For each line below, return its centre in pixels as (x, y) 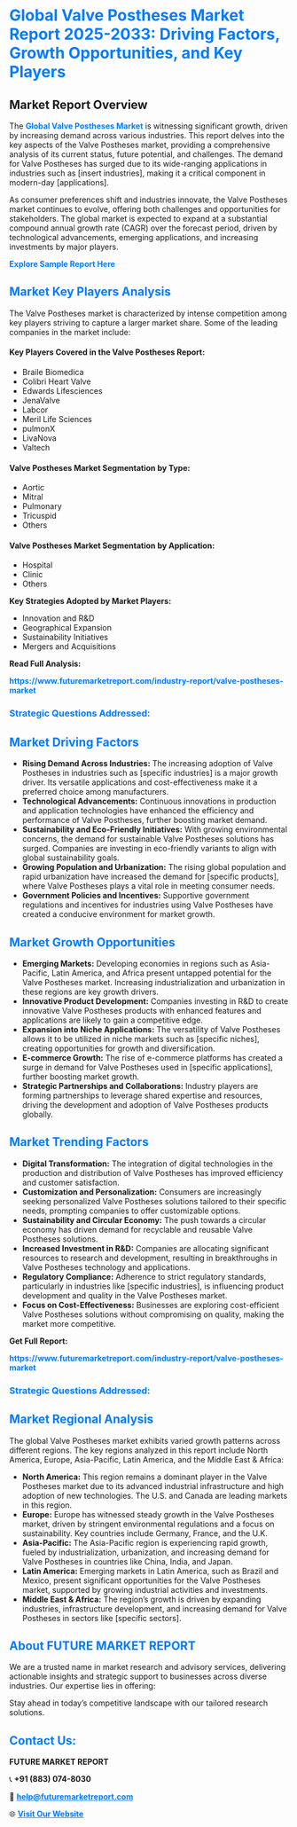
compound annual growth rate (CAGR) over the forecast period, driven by (143, 228)
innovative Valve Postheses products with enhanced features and (141, 1010)
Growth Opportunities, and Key (126, 53)
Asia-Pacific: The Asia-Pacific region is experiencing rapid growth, (145, 1542)
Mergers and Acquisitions (69, 647)
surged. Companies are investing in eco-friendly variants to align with (149, 849)
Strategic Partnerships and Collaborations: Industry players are (140, 1086)
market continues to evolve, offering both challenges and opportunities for (145, 209)
